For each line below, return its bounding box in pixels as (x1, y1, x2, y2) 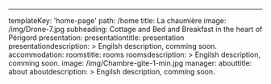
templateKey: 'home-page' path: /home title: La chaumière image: (8, 16, 227, 25)
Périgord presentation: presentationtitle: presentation (8, 33, 185, 42)
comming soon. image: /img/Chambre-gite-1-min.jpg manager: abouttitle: (8, 58, 252, 68)
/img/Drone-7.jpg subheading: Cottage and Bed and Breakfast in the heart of (8, 25, 263, 34)
